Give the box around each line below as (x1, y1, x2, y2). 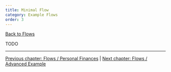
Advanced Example (5, 61, 46, 67)
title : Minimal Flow (5, 7, 49, 13)
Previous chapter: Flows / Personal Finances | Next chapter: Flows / (5, 56, 148, 62)
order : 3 (5, 17, 24, 22)
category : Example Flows (5, 12, 58, 17)
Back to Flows (5, 31, 35, 37)
